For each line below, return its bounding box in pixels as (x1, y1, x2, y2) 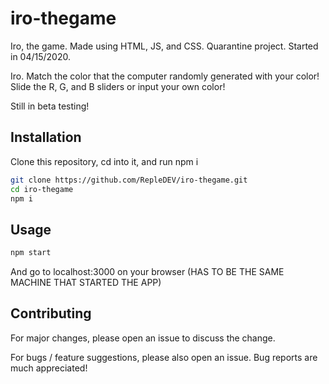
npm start (10, 248, 52, 258)
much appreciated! (10, 362, 88, 374)
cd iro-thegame (10, 184, 74, 194)
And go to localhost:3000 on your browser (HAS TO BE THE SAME (10, 266, 285, 278)
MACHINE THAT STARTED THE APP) (10, 277, 162, 289)
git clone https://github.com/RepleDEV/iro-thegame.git (10, 175, 248, 185)
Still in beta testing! (10, 100, 90, 112)
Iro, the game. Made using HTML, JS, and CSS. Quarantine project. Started (10, 40, 319, 52)
